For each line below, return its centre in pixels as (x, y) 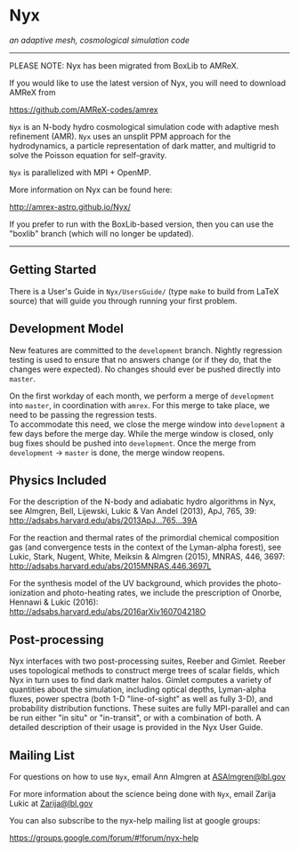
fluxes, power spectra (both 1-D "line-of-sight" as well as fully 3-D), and (141, 699)
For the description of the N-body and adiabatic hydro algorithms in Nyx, (142, 502)
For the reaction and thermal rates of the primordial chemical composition (144, 538)
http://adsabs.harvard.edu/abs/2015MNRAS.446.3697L (110, 567)
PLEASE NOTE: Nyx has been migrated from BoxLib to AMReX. (124, 65)
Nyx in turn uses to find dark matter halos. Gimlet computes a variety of (141, 680)
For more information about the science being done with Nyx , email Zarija (143, 794)
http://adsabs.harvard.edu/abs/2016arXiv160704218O (108, 612)
